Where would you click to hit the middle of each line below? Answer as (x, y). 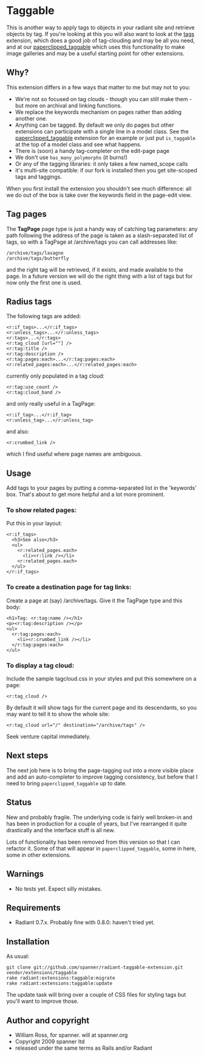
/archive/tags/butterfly (38, 258)
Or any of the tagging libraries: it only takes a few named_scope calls (101, 164)
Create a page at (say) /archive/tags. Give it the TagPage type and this (94, 600)
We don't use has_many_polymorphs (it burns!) (71, 157)
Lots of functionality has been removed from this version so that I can (93, 842)
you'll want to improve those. (42, 1001)
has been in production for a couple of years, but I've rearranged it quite (97, 824)
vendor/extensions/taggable (42, 973)
